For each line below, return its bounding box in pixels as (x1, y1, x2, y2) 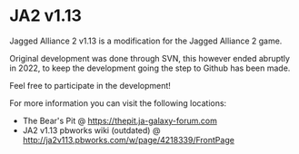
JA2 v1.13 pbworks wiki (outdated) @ (22, 124, 161, 136)
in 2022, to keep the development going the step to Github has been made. (9, 63, 291, 73)
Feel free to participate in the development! (9, 80, 171, 91)
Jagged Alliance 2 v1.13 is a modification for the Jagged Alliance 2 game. (9, 35, 283, 46)
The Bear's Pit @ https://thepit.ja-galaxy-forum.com (22, 115, 218, 126)
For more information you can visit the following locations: (9, 97, 227, 109)
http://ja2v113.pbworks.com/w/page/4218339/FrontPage (22, 134, 234, 145)
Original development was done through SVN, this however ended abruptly (9, 53, 291, 63)
